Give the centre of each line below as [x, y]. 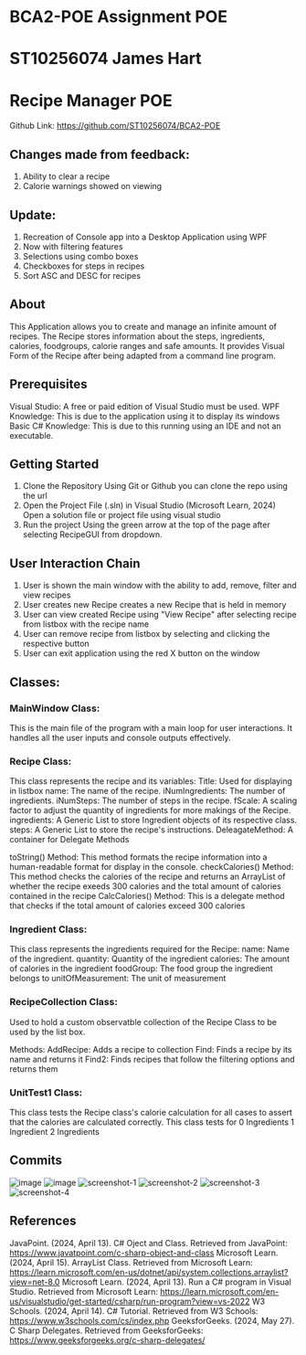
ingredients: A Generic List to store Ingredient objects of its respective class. [153, 820]
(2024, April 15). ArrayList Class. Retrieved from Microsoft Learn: [131, 1262]
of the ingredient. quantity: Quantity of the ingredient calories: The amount [150, 959]
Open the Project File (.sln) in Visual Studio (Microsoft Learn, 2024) [149, 505]
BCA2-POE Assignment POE [119, 17]
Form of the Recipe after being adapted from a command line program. [142, 355]
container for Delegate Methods [69, 840]
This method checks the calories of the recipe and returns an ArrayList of [148, 877]
